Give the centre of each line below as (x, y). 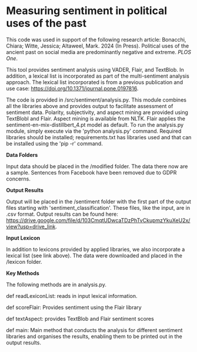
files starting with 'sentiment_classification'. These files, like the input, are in (98, 207)
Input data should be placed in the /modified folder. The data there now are (97, 166)
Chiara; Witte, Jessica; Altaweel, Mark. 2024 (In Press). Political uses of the (98, 46)
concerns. (19, 179)
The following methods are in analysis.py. (56, 284)
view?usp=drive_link (31, 226)
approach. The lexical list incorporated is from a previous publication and (95, 82)
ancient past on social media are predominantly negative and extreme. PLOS (99, 52)
